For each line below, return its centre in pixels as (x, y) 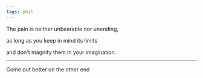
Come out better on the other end (48, 69)
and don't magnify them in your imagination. (61, 52)
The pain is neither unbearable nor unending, (63, 29)
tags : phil (20, 12)
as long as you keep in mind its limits (52, 40)
